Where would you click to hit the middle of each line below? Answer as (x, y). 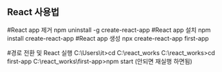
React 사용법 (33, 12)
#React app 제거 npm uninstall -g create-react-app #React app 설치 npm (109, 30)
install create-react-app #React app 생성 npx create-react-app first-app (108, 38)
